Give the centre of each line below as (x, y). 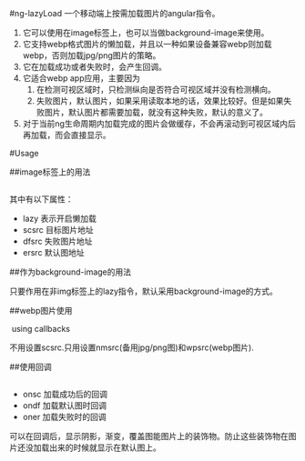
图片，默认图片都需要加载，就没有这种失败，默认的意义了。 (156, 112)
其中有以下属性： (41, 199)
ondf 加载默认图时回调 (65, 406)
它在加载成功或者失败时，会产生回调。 (94, 67)
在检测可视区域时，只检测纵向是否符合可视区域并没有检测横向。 (156, 90)
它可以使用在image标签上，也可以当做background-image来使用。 (146, 33)
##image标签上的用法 (50, 172)
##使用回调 (30, 367)
